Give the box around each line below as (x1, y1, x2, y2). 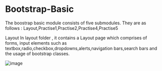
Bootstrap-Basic (5, 3, 74, 15)
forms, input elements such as (5, 40, 67, 46)
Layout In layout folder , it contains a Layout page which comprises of (5, 35, 147, 41)
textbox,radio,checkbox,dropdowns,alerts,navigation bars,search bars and (5, 45, 158, 51)
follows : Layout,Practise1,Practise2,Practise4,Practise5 (5, 25, 118, 31)
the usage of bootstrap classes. (5, 51, 70, 57)
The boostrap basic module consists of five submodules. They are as (5, 20, 146, 26)
